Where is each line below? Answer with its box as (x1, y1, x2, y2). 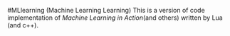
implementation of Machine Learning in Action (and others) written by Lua (7, 13, 223, 22)
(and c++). (7, 21, 39, 29)
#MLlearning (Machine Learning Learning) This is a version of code (7, 6, 205, 14)
